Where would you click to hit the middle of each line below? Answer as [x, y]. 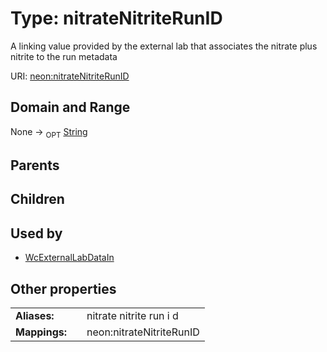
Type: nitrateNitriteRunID [116, 18]
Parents [35, 165]
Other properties [63, 288]
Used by [36, 233]
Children [37, 199]
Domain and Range [70, 107]
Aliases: [35, 315]
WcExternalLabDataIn [69, 258]
